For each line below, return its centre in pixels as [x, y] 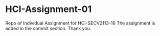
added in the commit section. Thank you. [48, 28]
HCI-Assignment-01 [49, 9]
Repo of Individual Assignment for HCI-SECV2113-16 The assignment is [80, 23]
